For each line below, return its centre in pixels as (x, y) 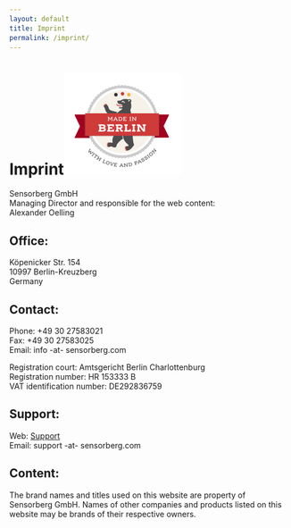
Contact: (34, 310)
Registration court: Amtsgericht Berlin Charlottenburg (107, 367)
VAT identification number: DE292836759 (86, 386)
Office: (29, 241)
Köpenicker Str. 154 (45, 263)
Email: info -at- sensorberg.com (68, 349)
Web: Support (35, 436)
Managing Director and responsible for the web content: (112, 203)
